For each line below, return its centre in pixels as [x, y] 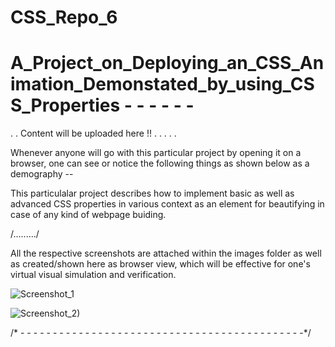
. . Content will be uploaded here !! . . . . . [93, 133]
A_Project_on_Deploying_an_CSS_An [167, 63]
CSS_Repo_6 [64, 17]
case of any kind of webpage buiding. [88, 215]
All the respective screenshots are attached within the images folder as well [166, 253]
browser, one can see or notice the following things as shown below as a [160, 163]
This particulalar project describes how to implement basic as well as [152, 193]
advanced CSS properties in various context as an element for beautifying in [167, 204]
